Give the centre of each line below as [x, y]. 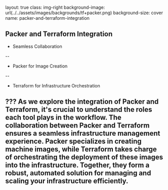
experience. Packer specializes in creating [73, 141]
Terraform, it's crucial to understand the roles [79, 109]
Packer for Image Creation [40, 66]
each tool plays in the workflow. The [63, 118]
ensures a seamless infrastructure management [83, 133]
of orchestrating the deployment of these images [84, 157]
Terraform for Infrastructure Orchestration [56, 85]
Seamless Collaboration [37, 46]
